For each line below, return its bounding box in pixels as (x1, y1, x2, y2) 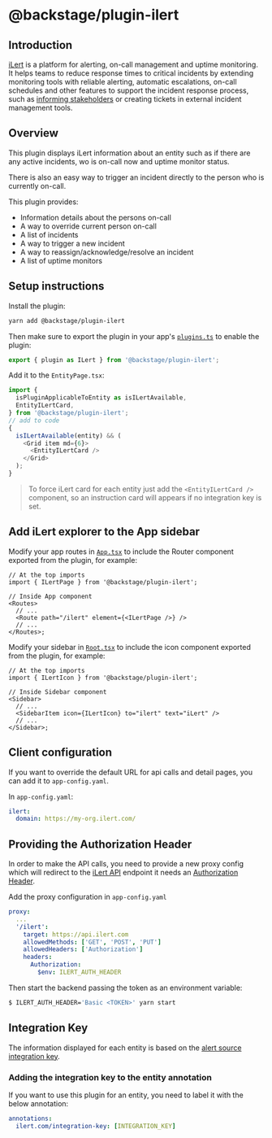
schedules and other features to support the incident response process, (8, 85, 249, 95)
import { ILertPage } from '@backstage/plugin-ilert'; (8, 578, 198, 586)
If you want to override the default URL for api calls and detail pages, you (8, 767, 253, 777)
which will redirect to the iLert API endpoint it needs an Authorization (8, 868, 239, 878)
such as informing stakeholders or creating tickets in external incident (8, 94, 242, 103)
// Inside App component (8, 592, 93, 600)
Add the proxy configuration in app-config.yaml (8, 892, 167, 902)
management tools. (8, 103, 73, 112)
